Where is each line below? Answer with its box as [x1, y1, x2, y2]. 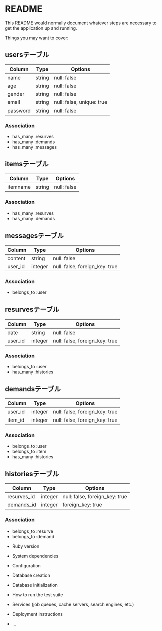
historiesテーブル [5, 469, 59, 478]
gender [7, 90, 25, 97]
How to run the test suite [12, 591, 63, 598]
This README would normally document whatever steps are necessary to [5, 20, 157, 26]
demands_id [7, 501, 36, 508]
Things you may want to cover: [5, 35, 69, 41]
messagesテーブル [5, 231, 64, 240]
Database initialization [12, 582, 58, 588]
